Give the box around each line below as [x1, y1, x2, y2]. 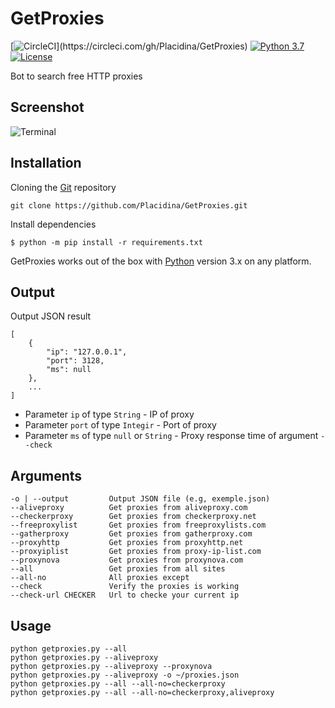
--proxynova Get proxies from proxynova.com [10, 555, 244, 566]
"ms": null [46, 365, 92, 375]
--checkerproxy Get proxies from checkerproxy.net [10, 512, 257, 522]
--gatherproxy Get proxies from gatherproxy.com [10, 529, 253, 539]
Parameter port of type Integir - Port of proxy [24, 419, 217, 431]
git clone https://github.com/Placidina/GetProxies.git [10, 200, 248, 211]
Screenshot [10, 99, 85, 116]
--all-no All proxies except [10, 573, 190, 583]
